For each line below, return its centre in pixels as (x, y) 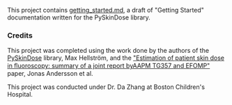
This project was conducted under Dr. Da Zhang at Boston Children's (106, 87)
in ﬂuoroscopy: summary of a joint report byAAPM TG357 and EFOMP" (109, 66)
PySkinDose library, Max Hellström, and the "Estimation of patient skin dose (116, 58)
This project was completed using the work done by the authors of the (108, 51)
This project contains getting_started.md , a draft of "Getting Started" (106, 10)
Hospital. (20, 95)
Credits (20, 35)
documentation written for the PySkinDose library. (79, 17)
